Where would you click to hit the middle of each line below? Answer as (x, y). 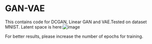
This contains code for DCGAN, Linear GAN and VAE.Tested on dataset (76, 22)
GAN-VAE (25, 8)
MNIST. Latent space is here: (34, 27)
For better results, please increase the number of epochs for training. (74, 36)
